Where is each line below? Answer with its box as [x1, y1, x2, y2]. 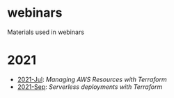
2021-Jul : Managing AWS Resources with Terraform [17, 75, 167, 83]
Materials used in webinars [7, 28, 85, 36]
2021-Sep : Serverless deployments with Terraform [17, 82, 163, 91]
